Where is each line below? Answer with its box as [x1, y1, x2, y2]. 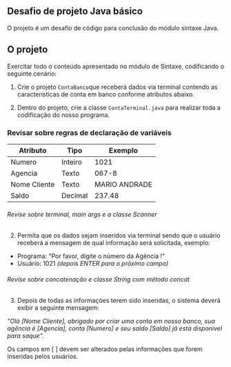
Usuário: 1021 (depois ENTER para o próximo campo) [17, 260, 169, 268]
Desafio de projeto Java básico [7, 6, 143, 17]
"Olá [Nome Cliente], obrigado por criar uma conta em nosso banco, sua [7, 317, 215, 326]
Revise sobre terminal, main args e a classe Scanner [7, 210, 157, 218]
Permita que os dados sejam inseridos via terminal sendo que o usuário [17, 231, 221, 240]
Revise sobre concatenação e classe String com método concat [7, 275, 190, 283]
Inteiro [61, 157, 83, 167]
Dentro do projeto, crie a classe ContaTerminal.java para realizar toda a [17, 103, 221, 112]
